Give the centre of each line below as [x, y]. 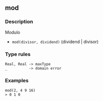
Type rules [18, 54]
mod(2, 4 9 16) [20, 91]
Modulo [13, 32]
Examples [17, 80]
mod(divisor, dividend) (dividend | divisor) [55, 42]
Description [19, 22]
